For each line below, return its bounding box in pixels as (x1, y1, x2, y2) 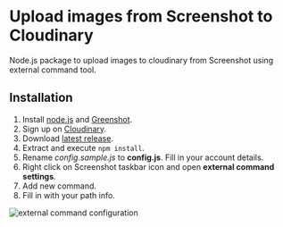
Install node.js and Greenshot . (21, 113, 133, 124)
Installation (9, 90, 73, 105)
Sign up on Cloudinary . (21, 123, 107, 134)
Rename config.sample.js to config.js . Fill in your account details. (21, 152, 264, 163)
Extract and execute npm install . (21, 142, 145, 153)
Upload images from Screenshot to (9, 6, 273, 27)
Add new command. (21, 181, 96, 191)
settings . (21, 171, 56, 181)
